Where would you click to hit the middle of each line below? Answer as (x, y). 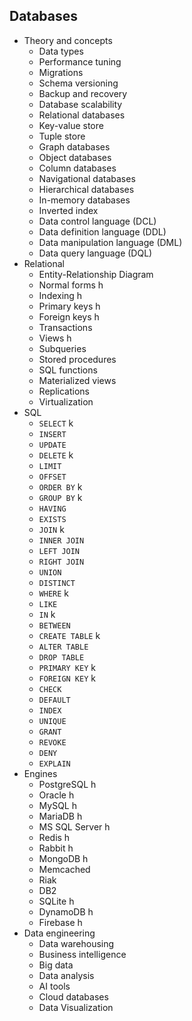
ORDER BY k (60, 486)
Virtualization (66, 401)
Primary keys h (69, 306)
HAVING (52, 509)
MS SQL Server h (74, 826)
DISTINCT (57, 583)
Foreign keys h (69, 316)
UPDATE (52, 445)
